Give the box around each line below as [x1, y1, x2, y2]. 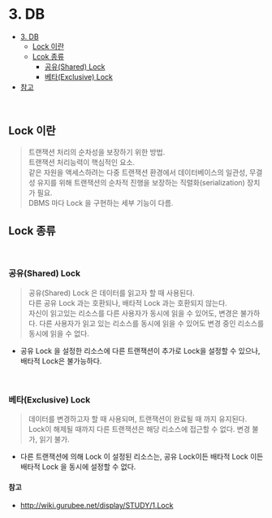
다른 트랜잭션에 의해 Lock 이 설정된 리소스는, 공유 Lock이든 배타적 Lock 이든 [19, 452, 264, 462]
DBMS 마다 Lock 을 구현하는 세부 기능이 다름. [28, 198, 174, 207]
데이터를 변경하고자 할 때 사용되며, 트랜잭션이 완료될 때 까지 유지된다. [28, 414, 248, 424]
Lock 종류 [8, 224, 56, 238]
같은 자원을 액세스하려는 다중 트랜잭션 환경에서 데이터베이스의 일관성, [28, 168, 248, 177]
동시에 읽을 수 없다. [28, 329, 89, 338]
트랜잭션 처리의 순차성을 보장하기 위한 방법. [28, 147, 166, 157]
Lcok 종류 [32, 51, 65, 61]
